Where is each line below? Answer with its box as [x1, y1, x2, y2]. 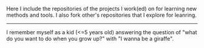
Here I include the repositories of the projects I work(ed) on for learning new [6, 5, 197, 12]
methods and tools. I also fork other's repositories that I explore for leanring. [6, 11, 197, 19]
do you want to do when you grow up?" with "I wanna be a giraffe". [6, 35, 174, 42]
